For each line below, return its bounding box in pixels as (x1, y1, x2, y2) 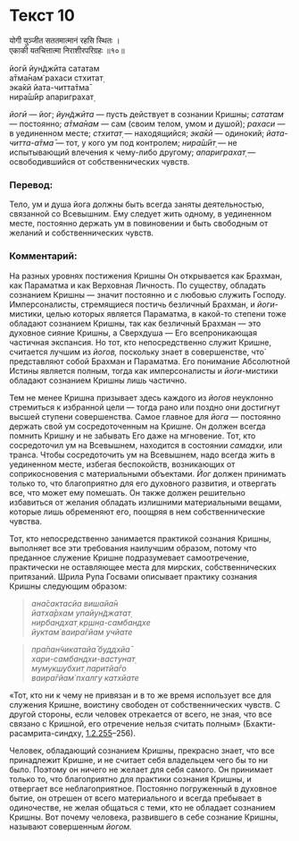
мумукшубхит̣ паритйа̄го (30, 663, 127, 674)
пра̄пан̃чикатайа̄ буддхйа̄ (30, 643, 131, 654)
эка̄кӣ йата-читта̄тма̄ (9, 81, 90, 92)
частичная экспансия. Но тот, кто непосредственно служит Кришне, (9, 336, 272, 347)
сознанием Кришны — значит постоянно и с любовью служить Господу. (9, 289, 287, 300)
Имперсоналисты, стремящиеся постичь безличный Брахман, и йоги (9, 299, 275, 310)
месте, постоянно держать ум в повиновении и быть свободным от (9, 218, 269, 229)
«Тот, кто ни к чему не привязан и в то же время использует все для (9, 690, 272, 701)
